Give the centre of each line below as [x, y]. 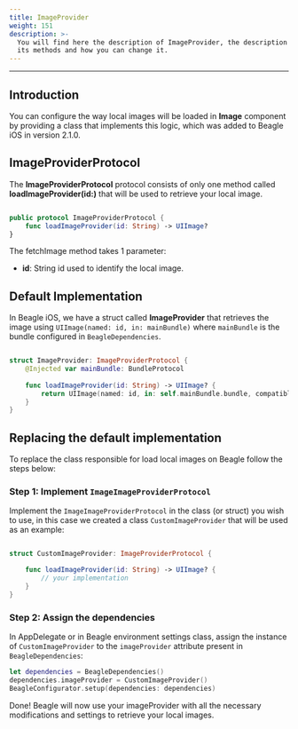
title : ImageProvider [49, 17]
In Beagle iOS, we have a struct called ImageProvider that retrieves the [139, 318]
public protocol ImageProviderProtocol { [87, 218]
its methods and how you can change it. [93, 51]
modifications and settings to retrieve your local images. [112, 715]
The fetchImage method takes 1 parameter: [88, 251]
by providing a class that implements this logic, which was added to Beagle [146, 125]
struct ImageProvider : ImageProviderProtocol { [99, 361]
